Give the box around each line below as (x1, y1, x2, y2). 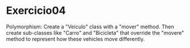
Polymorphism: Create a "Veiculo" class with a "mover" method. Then (6, 23, 174, 30)
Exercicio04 (6, 4, 66, 17)
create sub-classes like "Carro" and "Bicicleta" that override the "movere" (6, 29, 184, 36)
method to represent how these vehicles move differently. (6, 35, 145, 42)
